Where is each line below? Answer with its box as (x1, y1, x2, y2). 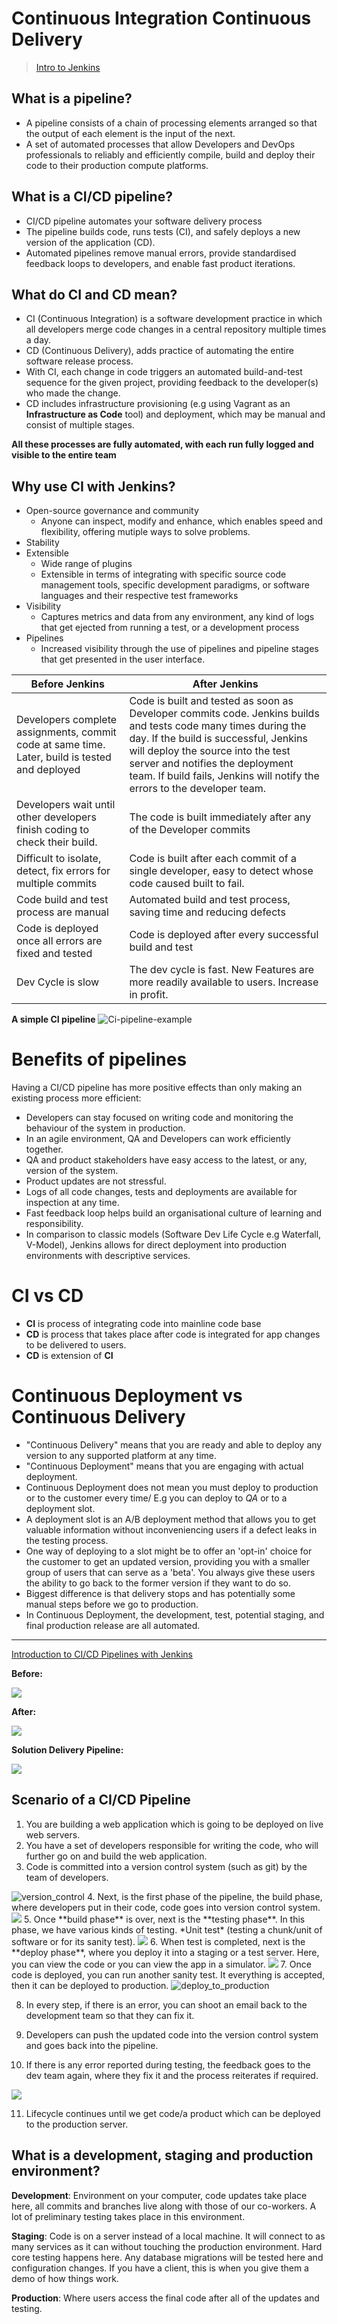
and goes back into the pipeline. (25, 2039, 159, 2051)
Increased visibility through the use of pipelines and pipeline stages (40, 643, 319, 655)
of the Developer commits (129, 823, 251, 837)
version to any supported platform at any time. (25, 1450, 217, 1461)
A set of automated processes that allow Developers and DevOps (25, 138, 296, 150)
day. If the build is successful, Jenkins (129, 732, 308, 746)
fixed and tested (16, 947, 93, 961)
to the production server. (25, 2118, 129, 2130)
